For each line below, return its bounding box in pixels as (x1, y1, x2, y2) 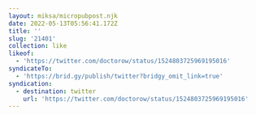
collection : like (8, 42, 67, 50)
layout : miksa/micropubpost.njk (8, 11, 118, 20)
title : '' (8, 27, 42, 35)
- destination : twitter (15, 87, 96, 96)
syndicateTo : (8, 65, 53, 73)
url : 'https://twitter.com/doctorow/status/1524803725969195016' (23, 95, 249, 103)
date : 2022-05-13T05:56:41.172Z (8, 19, 118, 28)
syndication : (8, 79, 53, 87)
